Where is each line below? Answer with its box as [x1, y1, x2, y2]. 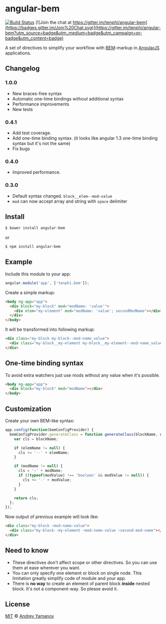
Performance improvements [12, 101, 70, 107]
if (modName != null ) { [14, 464, 63, 468]
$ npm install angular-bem [5, 244, 61, 249]
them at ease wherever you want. [12, 565, 81, 571]
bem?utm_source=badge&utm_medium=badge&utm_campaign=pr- [5, 30, 142, 36]
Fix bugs [12, 146, 30, 152]
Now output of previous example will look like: [5, 514, 99, 520]
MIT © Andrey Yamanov [5, 613, 54, 619]
